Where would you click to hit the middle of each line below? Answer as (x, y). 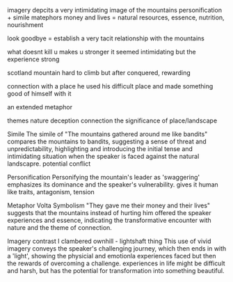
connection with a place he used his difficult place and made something (110, 86)
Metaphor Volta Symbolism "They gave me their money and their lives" (109, 205)
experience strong (33, 59)
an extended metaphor (40, 107)
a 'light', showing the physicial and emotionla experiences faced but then (112, 256)
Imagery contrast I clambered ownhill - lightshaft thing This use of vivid (109, 241)
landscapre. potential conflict (49, 164)
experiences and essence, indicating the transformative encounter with (110, 220)
